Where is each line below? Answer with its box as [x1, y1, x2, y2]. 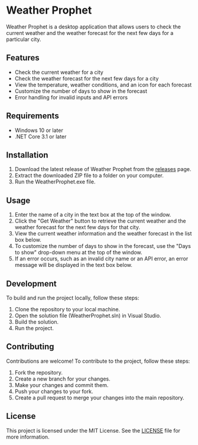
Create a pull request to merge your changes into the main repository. [14, 394, 184, 401]
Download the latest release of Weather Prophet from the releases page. [14, 166, 191, 173]
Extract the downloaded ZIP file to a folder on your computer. [14, 172, 164, 179]
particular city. [6, 36, 41, 43]
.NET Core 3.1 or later [14, 133, 67, 140]
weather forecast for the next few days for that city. [14, 224, 141, 231]
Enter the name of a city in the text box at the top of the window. [14, 211, 171, 218]
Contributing [6, 341, 54, 352]
